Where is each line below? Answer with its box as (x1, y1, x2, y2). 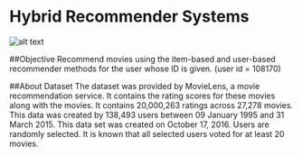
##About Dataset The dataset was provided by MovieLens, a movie (9, 80, 260, 91)
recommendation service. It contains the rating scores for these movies (9, 90, 276, 101)
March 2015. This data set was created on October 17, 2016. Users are (9, 119, 269, 130)
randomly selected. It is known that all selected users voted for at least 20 (9, 128, 285, 139)
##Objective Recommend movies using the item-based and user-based (9, 53, 276, 64)
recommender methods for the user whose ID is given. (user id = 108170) (9, 63, 282, 74)
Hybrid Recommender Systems (9, 6, 250, 27)
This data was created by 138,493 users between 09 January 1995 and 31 (9, 109, 285, 120)
